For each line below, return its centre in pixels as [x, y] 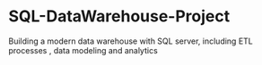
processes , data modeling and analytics [83, 50]
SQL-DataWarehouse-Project [119, 16]
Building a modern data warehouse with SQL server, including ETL [131, 41]
